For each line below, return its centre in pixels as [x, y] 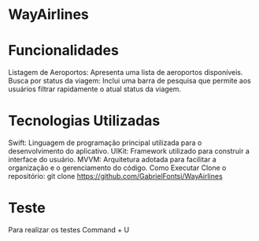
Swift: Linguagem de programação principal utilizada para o [105, 143]
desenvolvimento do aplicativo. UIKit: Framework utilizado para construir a [129, 151]
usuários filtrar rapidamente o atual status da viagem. [95, 89]
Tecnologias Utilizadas [84, 121]
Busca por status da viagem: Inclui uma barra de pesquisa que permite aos [130, 81]
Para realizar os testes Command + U [69, 230]
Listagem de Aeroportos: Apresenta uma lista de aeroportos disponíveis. [126, 72]
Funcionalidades [64, 51]
